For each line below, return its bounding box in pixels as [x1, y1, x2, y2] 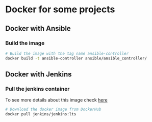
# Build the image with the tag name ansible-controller [5, 51, 129, 56]
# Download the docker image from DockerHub [5, 107, 102, 112]
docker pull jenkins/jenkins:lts [5, 112, 77, 117]
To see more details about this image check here [5, 97, 108, 103]
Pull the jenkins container [5, 85, 70, 92]
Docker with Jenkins [5, 70, 72, 79]
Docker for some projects [5, 4, 115, 15]
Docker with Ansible [5, 24, 71, 33]
